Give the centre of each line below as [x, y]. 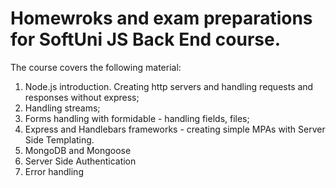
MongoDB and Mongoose [78, 150]
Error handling [54, 171]
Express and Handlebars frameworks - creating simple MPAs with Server [175, 129]
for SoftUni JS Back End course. [146, 39]
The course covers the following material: [96, 67]
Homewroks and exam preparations [161, 18]
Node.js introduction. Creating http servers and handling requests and [169, 86]
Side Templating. [59, 139]
